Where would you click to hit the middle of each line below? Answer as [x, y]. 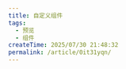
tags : [17, 23]
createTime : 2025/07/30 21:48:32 [63, 45]
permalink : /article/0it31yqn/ [60, 52]
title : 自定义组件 [36, 15]
